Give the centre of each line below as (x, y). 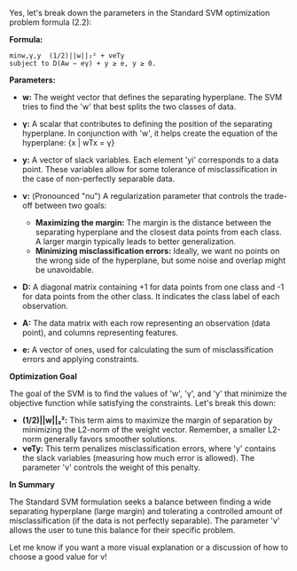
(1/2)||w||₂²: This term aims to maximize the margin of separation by (147, 420)
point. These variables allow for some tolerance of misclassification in (149, 169)
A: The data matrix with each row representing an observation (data (146, 323)
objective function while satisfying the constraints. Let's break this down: (143, 403)
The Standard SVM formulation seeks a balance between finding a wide (141, 502)
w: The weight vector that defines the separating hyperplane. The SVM (152, 97)
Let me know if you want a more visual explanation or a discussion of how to (148, 547)
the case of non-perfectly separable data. (98, 178)
